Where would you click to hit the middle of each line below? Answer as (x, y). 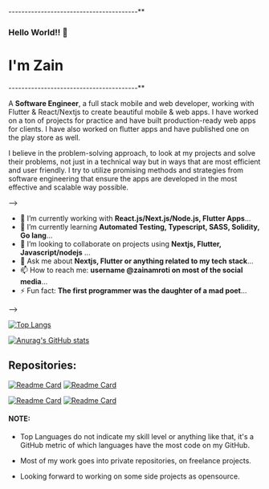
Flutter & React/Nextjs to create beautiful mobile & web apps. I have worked (133, 112)
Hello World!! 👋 (38, 32)
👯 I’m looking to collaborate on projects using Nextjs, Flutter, (121, 243)
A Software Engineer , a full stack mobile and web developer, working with (131, 103)
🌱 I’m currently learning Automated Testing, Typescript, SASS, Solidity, (140, 226)
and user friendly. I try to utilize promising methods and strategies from (126, 170)
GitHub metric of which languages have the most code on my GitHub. (135, 445)
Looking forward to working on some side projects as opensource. (130, 476)
